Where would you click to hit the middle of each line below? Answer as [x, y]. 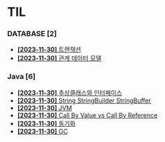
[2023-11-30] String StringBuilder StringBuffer [84, 100]
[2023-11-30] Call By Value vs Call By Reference [87, 115]
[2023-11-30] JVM [45, 107]
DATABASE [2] [32, 34]
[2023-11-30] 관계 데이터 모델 [60, 58]
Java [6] [22, 77]
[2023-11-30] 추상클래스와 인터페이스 [70, 92]
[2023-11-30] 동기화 [46, 123]
